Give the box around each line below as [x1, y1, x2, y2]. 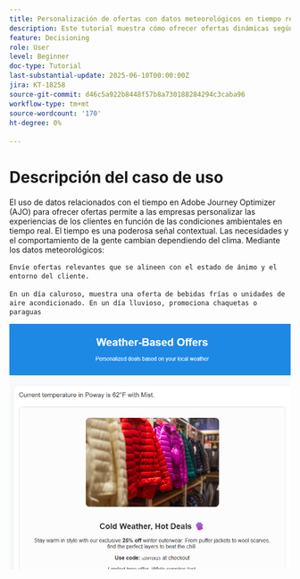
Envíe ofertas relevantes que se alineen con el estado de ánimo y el [9, 263, 278, 272]
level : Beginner [9, 52, 70, 62]
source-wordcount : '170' [9, 108, 102, 118]
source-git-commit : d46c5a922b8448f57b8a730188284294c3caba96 [9, 89, 246, 98]
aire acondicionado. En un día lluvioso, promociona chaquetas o [9, 299, 257, 308]
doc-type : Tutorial [9, 62, 82, 71]
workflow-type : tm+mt [9, 99, 90, 108]
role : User [9, 43, 50, 52]
